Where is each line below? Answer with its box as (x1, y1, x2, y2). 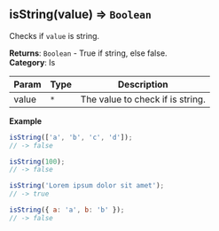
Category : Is (9, 57, 56, 67)
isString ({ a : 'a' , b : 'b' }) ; (9, 205, 125, 215)
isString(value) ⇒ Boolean (9, 7, 153, 22)
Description (118, 78, 168, 90)
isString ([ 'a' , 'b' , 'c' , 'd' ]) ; (9, 133, 133, 142)
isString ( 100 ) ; (9, 157, 66, 166)
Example (9, 115, 43, 127)
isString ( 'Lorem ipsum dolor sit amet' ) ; (9, 181, 165, 190)
